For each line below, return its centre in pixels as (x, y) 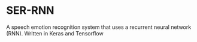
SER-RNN (30, 10)
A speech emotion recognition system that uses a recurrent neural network (99, 27)
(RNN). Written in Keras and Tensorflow (55, 33)
